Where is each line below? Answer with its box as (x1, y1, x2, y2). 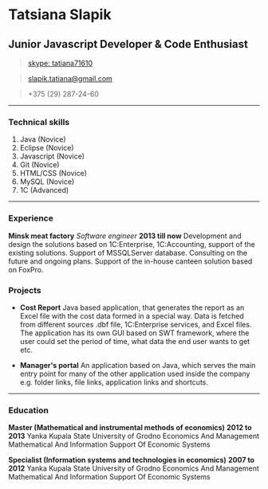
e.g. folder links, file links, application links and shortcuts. (19, 377, 209, 387)
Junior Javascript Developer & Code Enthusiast (8, 37, 249, 51)
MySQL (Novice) (19, 177, 75, 186)
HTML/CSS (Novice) (19, 169, 88, 178)
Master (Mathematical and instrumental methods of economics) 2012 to (8, 423, 252, 432)
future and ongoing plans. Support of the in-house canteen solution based (8, 256, 253, 266)
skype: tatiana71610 (27, 58, 93, 68)
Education (8, 405, 49, 416)
